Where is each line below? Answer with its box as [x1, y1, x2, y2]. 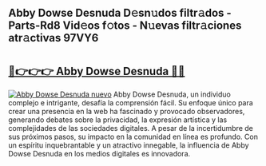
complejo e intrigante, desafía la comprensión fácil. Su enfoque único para [8, 98, 253, 107]
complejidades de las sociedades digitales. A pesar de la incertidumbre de [8, 124, 253, 132]
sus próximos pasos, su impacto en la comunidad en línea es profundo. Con [8, 132, 258, 141]
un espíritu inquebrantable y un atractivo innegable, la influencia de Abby [8, 140, 249, 150]
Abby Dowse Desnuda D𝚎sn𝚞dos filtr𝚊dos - [8, 6, 232, 20]
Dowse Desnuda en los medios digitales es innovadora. [8, 149, 191, 158]
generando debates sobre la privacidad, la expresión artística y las [8, 115, 228, 125]
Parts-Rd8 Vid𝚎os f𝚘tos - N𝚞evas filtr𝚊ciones [8, 19, 242, 33]
